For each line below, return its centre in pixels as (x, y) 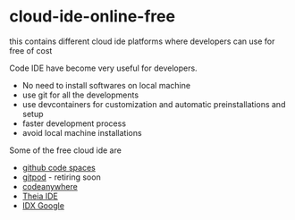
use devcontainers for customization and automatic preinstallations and (154, 104)
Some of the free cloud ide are (66, 150)
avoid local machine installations (82, 132)
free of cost (31, 50)
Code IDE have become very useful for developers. (104, 68)
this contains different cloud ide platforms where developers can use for (142, 41)
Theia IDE (40, 196)
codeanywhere (50, 186)
